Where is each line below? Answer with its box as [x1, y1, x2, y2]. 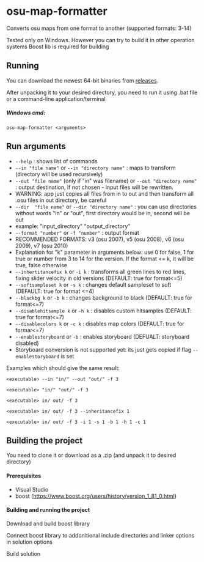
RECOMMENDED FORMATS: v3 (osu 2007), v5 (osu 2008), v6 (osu [15, 235, 184, 243]
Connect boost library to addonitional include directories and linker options [6, 531, 195, 539]
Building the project [6, 435, 83, 446]
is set [60, 352, 75, 360]
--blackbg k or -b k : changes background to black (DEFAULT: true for [15, 294, 192, 301]
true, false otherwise [15, 261, 67, 268]
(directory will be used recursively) [15, 170, 103, 178]
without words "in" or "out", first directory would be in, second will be [15, 209, 191, 216]
